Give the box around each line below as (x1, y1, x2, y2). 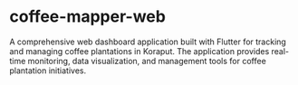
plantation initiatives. (9, 65, 87, 76)
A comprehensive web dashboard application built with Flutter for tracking (9, 36, 287, 47)
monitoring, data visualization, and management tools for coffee (27, 55, 267, 66)
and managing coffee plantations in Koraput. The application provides (9, 45, 270, 56)
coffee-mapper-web (9, 6, 166, 27)
